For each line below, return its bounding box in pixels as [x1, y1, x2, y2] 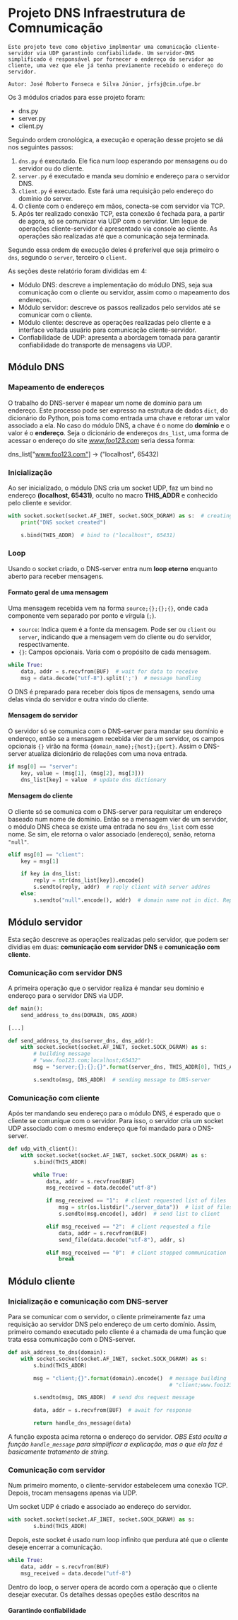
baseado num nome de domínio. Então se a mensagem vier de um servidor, [8, 815, 228, 823]
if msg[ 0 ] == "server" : [8, 763, 78, 770]
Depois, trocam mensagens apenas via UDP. [8, 1488, 138, 1498]
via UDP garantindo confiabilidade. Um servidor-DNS [36, 50, 195, 57]
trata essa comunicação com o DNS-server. [8, 1335, 136, 1344]
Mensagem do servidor [8, 711, 78, 720]
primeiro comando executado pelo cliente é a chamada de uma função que [8, 1328, 227, 1336]
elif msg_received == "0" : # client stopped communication [45, 1249, 227, 1256]
